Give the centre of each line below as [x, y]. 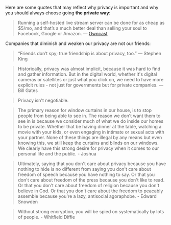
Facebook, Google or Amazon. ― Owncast [63, 33]
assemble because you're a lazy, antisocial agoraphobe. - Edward [87, 196]
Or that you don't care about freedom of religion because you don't [89, 185]
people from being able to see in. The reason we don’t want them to [89, 116]
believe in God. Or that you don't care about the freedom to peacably [90, 191]
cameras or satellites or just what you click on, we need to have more [91, 80]
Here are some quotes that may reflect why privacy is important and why [82, 7]
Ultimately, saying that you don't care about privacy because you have [92, 164]
